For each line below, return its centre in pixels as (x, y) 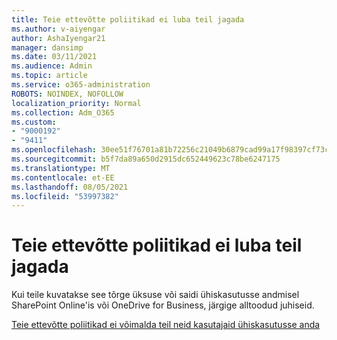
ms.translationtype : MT (61, 168)
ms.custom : (34, 122)
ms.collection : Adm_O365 (63, 112)
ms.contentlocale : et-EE (63, 177)
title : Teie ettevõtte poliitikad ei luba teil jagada (128, 19)
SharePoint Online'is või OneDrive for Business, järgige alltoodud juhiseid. (163, 305)
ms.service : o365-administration (81, 85)
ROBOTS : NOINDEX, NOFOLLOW (67, 94)
